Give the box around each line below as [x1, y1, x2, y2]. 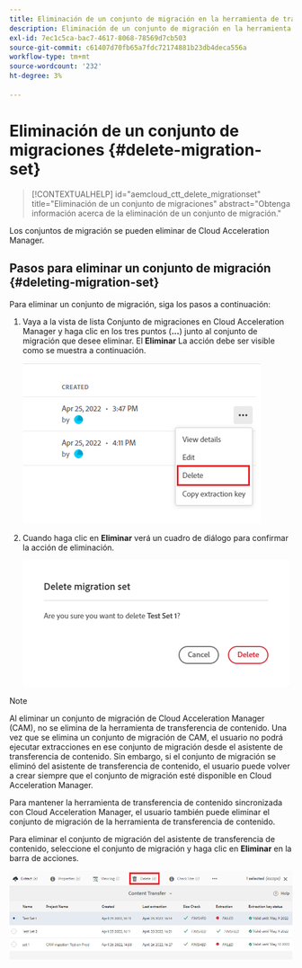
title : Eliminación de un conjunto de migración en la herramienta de [9, 14, 280, 23]
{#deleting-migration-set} [9, 275, 160, 290]
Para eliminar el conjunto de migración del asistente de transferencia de [9, 833, 276, 844]
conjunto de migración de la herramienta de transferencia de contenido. [9, 816, 276, 827]
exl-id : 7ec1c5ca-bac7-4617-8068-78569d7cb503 [9, 33, 187, 42]
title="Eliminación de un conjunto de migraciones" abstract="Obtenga [31, 198, 290, 209]
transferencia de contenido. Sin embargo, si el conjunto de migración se [9, 750, 277, 761]
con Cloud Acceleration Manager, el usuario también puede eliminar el [9, 806, 270, 817]
